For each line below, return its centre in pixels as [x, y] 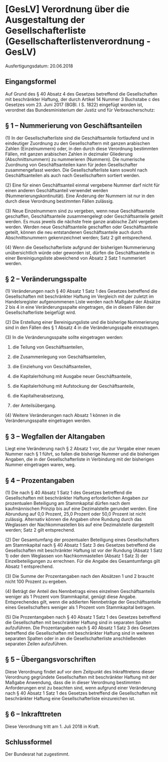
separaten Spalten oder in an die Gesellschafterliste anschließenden [76, 638]
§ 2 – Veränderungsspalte [46, 279]
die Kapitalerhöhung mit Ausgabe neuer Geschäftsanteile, [72, 376]
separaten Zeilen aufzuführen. [36, 644]
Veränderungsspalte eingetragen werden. [48, 420]
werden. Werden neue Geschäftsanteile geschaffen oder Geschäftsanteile [81, 227]
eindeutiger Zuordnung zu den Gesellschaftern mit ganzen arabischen [78, 143]
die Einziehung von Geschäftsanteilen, [52, 367]
